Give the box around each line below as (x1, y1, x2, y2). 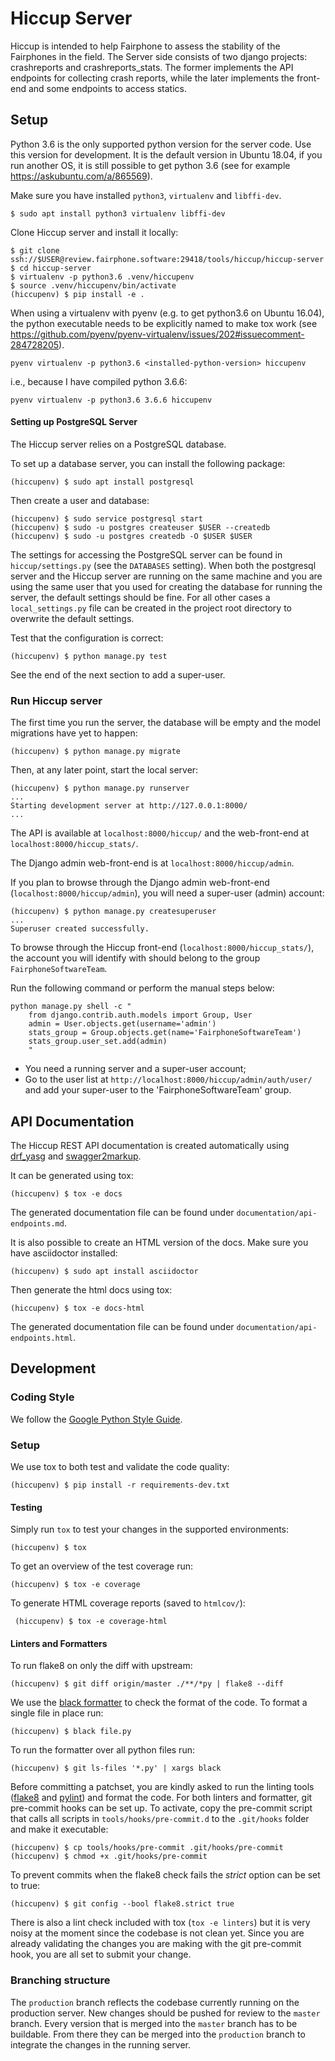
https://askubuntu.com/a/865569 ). (10, 170, 153, 182)
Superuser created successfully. (10, 924, 150, 934)
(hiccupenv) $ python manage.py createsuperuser (10, 907, 217, 917)
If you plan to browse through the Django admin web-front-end (10, 877, 270, 889)
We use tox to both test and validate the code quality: (10, 1461, 230, 1473)
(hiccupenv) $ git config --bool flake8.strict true (10, 1899, 235, 1909)
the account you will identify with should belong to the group (10, 952, 261, 964)
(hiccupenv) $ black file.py (10, 1727, 132, 1737)
